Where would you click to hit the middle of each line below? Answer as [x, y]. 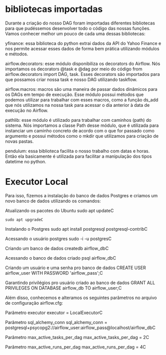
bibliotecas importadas [54, 9]
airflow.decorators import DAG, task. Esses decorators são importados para [83, 74]
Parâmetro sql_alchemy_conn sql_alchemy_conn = [56, 322]
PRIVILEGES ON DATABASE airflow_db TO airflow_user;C [63, 288]
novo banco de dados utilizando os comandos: [53, 201]
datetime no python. [26, 161]
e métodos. [17, 54]
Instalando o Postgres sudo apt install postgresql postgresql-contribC [76, 229]
